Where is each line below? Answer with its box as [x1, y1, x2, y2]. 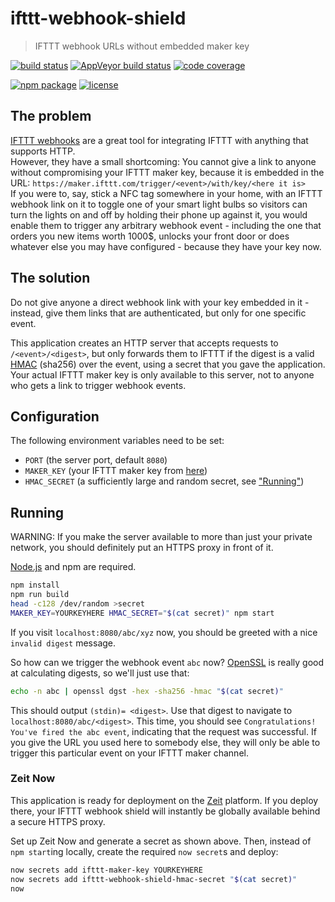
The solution [10, 270, 91, 287]
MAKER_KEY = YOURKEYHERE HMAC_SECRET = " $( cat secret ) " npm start [10, 608, 275, 618]
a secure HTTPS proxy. [10, 815, 106, 827]
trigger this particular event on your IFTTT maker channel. [10, 747, 249, 759]
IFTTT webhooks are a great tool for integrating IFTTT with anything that [10, 134, 309, 146]
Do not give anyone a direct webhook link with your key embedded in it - [10, 296, 310, 308]
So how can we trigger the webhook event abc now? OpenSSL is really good [10, 656, 325, 668]
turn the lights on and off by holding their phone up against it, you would [10, 208, 308, 221]
